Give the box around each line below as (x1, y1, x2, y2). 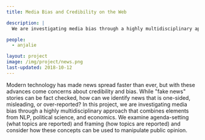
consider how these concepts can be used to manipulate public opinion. (6, 126, 188, 134)
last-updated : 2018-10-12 (6, 65, 72, 71)
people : (6, 37, 26, 43)
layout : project (6, 53, 48, 60)
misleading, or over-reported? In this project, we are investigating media (6, 100, 187, 108)
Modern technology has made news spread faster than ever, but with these (6, 81, 195, 88)
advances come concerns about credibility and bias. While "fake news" (6, 88, 186, 95)
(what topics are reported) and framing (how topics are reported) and (6, 120, 181, 127)
